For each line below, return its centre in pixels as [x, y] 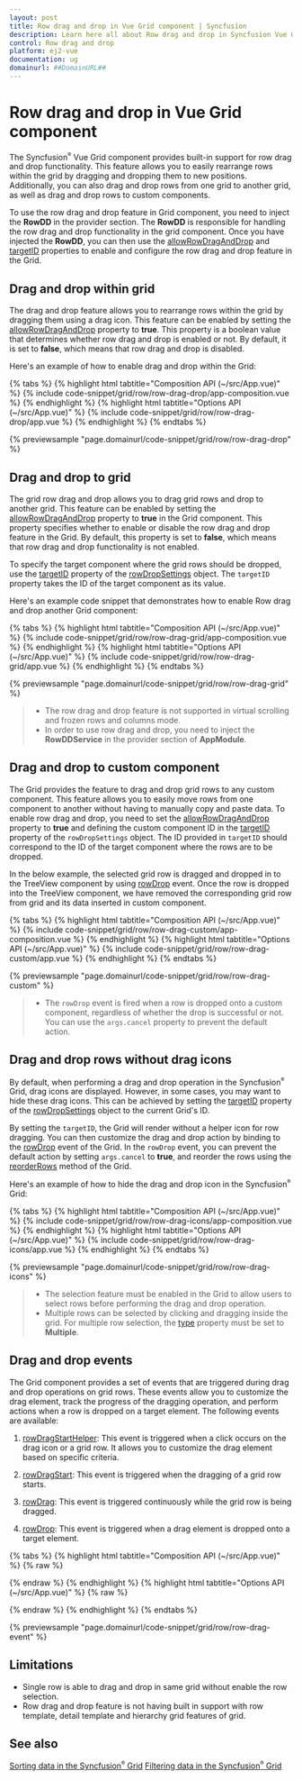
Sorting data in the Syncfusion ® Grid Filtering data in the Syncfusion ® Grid [146, 1766]
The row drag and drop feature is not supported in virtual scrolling [167, 711]
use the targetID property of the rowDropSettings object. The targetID [140, 574]
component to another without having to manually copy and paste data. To [147, 808]
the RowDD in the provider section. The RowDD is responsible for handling [147, 222]
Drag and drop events [71, 1361]
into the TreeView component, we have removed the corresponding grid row [151, 893]
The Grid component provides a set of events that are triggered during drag [149, 1382]
